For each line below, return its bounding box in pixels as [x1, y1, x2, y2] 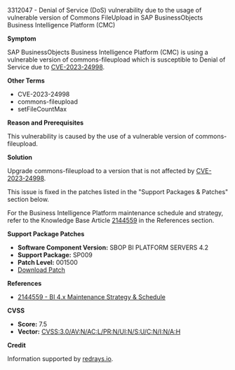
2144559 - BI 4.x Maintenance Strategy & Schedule [17, 293, 166, 301]
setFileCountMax [17, 105, 67, 113]
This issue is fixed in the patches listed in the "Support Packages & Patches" [7, 188, 229, 196]
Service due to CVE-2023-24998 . [7, 63, 105, 71]
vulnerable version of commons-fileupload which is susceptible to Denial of [7, 55, 226, 64]
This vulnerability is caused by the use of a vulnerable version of [7, 132, 194, 140]
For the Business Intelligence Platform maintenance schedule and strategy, [7, 209, 224, 217]
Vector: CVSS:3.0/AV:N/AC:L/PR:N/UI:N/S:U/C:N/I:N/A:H [17, 327, 181, 336]
